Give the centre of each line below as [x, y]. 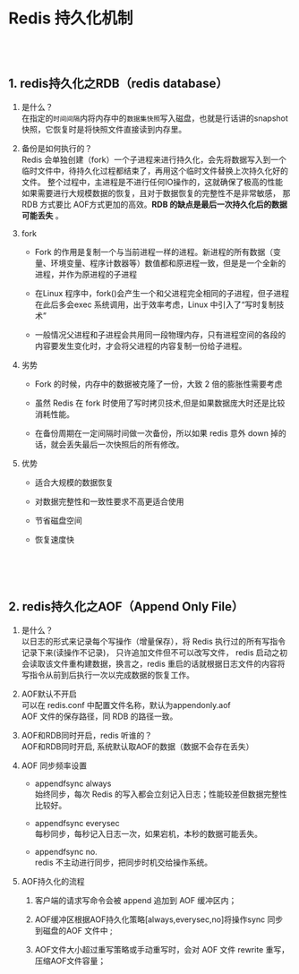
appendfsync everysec [77, 823]
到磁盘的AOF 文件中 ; [73, 930]
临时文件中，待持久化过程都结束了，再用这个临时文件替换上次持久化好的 [154, 170]
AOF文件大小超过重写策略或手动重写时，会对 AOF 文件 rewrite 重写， [162, 949]
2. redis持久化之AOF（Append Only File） [126, 607]
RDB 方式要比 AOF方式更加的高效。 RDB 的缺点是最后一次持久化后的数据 [154, 204]
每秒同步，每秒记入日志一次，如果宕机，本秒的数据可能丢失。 [149, 833]
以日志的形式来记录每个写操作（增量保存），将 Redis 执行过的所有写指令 [153, 641]
